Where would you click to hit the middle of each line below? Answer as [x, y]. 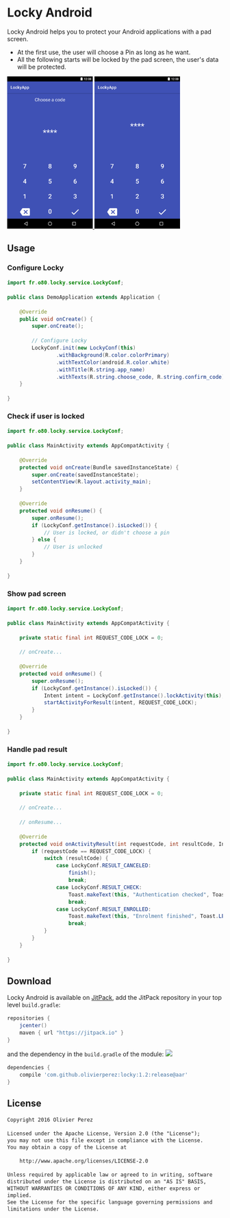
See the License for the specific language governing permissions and [110, 1202]
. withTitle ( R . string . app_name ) [101, 370]
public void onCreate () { [56, 319]
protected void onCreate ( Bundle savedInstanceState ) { [99, 467]
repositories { [29, 1018]
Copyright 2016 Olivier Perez [50, 1120]
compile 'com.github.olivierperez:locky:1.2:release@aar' [104, 1075]
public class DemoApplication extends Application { [84, 297]
